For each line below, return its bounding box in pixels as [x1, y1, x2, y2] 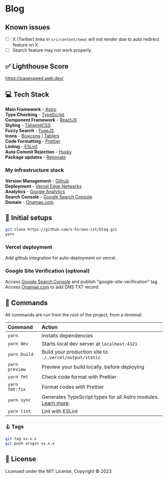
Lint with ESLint [41, 408, 78, 415]
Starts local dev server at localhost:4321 [41, 340, 137, 347]
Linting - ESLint [5, 143, 37, 149]
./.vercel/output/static [41, 355, 101, 360]
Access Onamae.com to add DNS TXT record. [5, 284, 100, 290]
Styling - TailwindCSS [5, 122, 51, 128]
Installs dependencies [41, 332, 93, 339]
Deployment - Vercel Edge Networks [5, 183, 82, 189]
